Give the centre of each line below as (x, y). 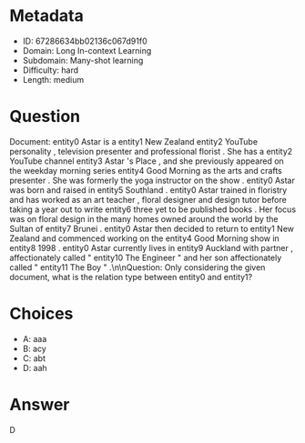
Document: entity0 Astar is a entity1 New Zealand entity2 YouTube (133, 141)
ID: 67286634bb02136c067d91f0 (85, 41)
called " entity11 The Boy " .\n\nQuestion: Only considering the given (137, 267)
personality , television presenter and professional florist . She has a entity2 (151, 151)
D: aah (35, 367)
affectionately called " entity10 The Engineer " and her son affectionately (146, 257)
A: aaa (35, 338)
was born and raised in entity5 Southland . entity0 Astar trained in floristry (148, 190)
